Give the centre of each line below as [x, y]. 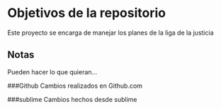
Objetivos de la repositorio [87, 13]
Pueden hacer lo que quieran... [52, 71]
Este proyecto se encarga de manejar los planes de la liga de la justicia [110, 33]
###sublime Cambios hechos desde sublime [72, 99]
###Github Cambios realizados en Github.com [75, 86]
